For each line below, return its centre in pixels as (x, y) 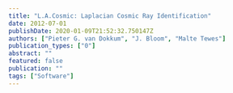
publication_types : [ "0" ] (52, 46)
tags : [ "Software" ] (41, 76)
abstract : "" (30, 53)
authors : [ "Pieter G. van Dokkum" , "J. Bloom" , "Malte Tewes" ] (117, 38)
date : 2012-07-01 (38, 23)
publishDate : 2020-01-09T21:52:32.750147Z (81, 31)
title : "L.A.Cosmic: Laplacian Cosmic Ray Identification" (110, 16)
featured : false (36, 61)
